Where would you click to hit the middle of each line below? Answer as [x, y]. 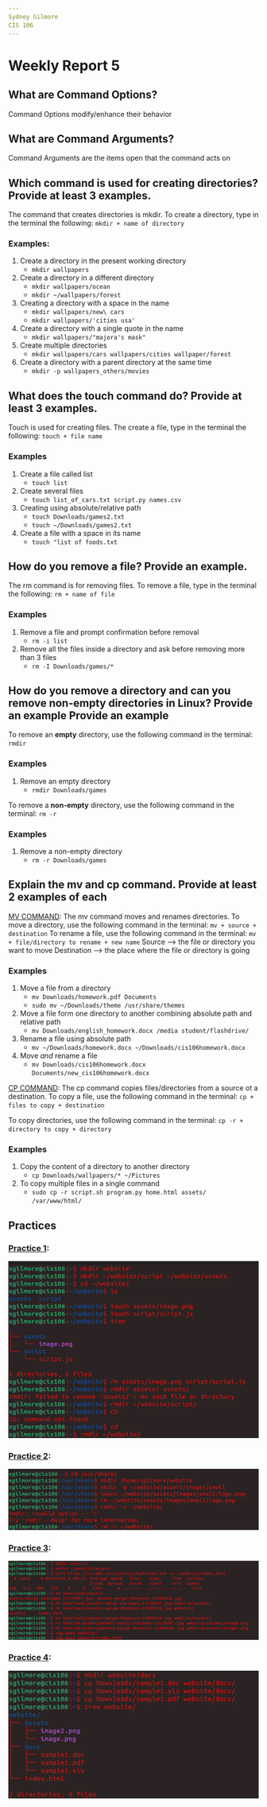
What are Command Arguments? [91, 139]
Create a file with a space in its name [80, 533]
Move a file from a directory [65, 988]
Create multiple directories [63, 345]
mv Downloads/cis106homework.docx [89, 1065]
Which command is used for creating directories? [133, 183]
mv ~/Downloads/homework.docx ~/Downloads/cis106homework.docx [139, 1048]
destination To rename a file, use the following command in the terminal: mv [132, 933]
